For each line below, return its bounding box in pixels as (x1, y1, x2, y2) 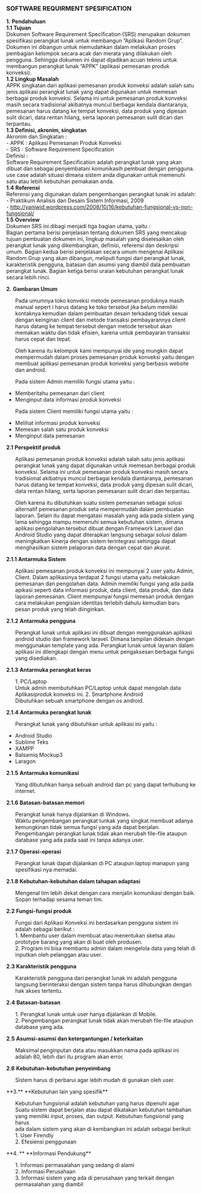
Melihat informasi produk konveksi (14, 420, 100, 427)
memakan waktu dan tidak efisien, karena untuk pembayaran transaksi (14, 329, 191, 337)
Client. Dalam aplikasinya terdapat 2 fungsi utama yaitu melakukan (14, 574, 180, 581)
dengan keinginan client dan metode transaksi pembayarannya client (14, 316, 186, 323)
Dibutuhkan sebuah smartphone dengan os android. (14, 697, 144, 704)
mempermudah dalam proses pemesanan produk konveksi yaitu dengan (14, 353, 194, 361)
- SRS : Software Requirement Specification (6, 146, 114, 153)
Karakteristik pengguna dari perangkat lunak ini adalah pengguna (14, 974, 177, 982)
